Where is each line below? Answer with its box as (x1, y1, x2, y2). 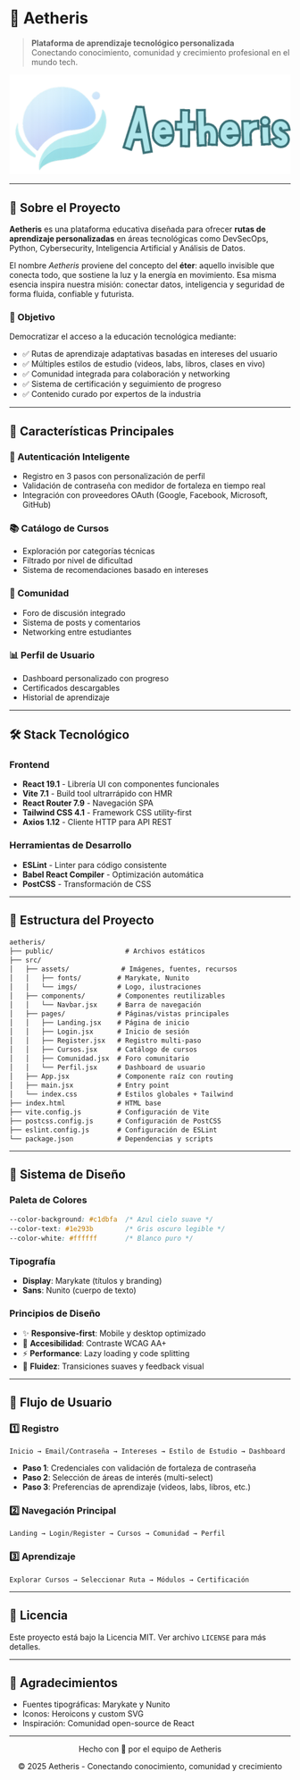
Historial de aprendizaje (21, 692, 110, 703)
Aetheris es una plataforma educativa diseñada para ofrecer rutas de (9, 224, 266, 234)
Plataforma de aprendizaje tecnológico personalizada (30, 38, 235, 48)
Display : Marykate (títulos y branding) (21, 1276, 162, 1286)
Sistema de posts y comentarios (21, 617, 141, 628)
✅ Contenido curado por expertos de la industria (21, 389, 202, 400)
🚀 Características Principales (9, 424, 174, 439)
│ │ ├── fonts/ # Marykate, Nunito (9, 974, 190, 983)
